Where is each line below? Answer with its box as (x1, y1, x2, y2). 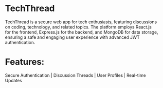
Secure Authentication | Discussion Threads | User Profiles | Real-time (5, 72, 146, 78)
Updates (5, 77, 22, 83)
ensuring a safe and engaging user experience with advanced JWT (5, 34, 140, 40)
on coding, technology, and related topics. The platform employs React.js (5, 24, 152, 29)
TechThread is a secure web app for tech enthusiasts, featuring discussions (5, 19, 157, 25)
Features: (5, 57, 45, 68)
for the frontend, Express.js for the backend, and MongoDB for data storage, (5, 29, 158, 35)
